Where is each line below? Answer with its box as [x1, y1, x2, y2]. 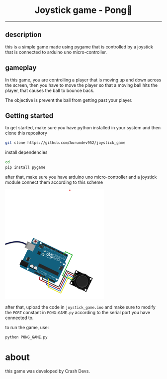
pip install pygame [5, 165, 46, 170]
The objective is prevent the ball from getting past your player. [5, 97, 133, 103]
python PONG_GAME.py [5, 335, 48, 340]
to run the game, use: [5, 325, 49, 330]
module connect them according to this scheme [5, 179, 103, 185]
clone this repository [5, 130, 47, 136]
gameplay [5, 63, 37, 72]
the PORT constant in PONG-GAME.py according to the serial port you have [5, 310, 151, 315]
